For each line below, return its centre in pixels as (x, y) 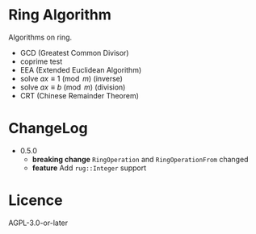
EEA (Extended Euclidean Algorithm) (81, 69)
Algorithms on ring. (40, 37)
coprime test (41, 61)
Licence (36, 201)
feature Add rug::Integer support (89, 168)
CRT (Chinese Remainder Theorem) (80, 95)
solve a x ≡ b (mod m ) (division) (73, 87)
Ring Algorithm (60, 15)
